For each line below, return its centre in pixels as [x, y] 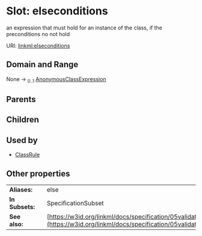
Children [23, 120]
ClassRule [27, 155]
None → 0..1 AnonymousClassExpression [56, 80]
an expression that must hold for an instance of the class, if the [84, 28]
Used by [22, 140]
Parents [21, 99]
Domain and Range [42, 65]
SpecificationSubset [75, 203]
